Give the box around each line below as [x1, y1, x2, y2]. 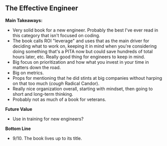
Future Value [5, 106, 33, 112]
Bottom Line [5, 125, 31, 131]
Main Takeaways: [5, 17, 43, 23]
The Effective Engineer [5, 4, 79, 13]
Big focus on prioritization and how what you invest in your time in [12, 59, 149, 65]
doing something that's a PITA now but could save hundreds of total [12, 48, 153, 54]
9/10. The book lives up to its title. [12, 135, 82, 141]
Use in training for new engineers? [12, 115, 84, 122]
